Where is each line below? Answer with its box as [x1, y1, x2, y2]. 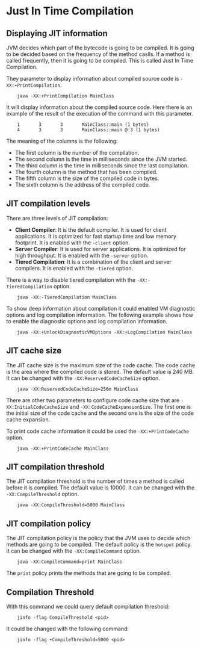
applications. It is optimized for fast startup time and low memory [14, 232, 176, 240]
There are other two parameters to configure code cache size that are [6, 396, 180, 404]
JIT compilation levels [6, 199, 90, 209]
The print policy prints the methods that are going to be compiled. [6, 570, 172, 577]
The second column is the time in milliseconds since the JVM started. [14, 155, 188, 163]
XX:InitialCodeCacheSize [6, 404, 69, 410]
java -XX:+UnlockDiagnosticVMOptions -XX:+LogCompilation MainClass [17, 329, 193, 335]
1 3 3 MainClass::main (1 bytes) [17, 122, 149, 128]
